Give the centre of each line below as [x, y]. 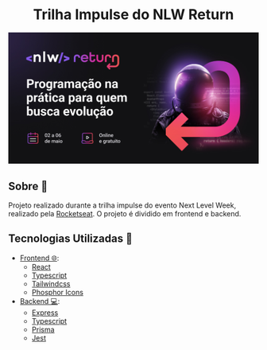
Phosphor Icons [57, 292]
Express [45, 313]
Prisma [43, 329]
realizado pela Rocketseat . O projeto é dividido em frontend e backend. [125, 214]
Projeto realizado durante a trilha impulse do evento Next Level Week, [122, 205]
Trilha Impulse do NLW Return [133, 15]
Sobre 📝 [28, 186]
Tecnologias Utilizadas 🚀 [70, 239]
